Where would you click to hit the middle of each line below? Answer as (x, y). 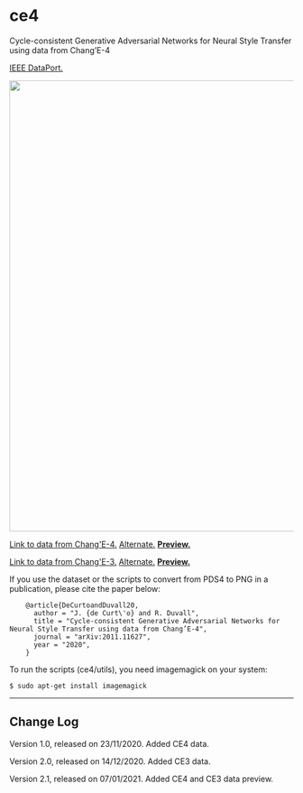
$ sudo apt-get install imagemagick (78, 686)
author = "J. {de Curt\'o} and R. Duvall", (116, 613)
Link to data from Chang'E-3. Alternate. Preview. (100, 561)
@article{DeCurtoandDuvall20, (83, 605)
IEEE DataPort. (36, 68)
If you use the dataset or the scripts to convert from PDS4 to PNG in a (139, 579)
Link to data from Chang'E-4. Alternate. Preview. (100, 544)
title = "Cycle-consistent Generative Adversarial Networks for (156, 621)
